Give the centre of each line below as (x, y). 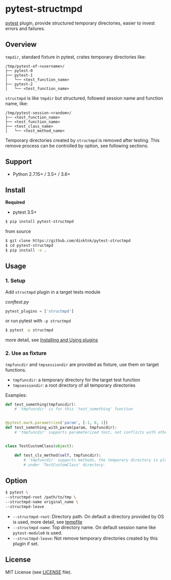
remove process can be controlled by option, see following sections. (77, 146)
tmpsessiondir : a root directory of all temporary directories (74, 385)
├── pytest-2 (19, 84)
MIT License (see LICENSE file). (39, 572)
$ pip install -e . (26, 250)
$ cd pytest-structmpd (29, 246)
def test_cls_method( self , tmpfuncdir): (58, 455)
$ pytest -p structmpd (29, 330)
